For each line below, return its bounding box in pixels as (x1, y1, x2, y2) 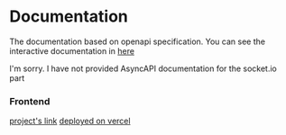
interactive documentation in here (9, 45, 135, 56)
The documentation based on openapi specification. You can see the (9, 36, 266, 47)
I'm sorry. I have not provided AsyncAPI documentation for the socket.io (9, 63, 277, 74)
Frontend (9, 94, 51, 107)
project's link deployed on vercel (9, 115, 131, 127)
